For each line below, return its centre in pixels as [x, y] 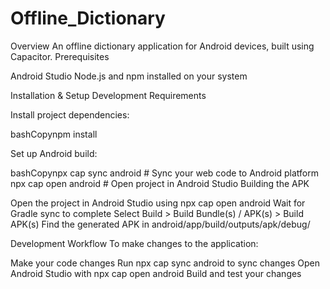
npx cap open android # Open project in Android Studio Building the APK [160, 183]
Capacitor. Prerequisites [60, 56]
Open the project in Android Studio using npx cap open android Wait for [158, 203]
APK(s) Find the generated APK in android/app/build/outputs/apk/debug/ [160, 224]
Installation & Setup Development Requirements [108, 95]
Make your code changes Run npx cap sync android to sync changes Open [165, 263]
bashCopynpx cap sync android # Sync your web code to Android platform [165, 173]
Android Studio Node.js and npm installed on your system [129, 76]
